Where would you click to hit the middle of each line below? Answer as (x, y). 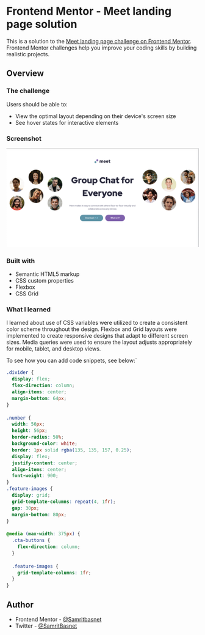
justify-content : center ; (45, 463)
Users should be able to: (37, 104)
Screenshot (24, 138)
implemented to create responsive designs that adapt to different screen (97, 336)
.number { (19, 418)
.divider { (20, 373)
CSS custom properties (45, 281)
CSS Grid (27, 294)
